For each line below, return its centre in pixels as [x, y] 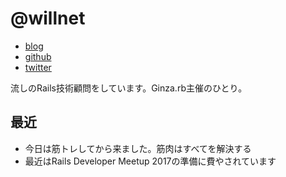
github [38, 56]
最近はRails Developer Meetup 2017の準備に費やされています [150, 161]
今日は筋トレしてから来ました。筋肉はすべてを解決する [138, 148]
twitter [38, 67]
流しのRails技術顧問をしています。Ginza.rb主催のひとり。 [129, 88]
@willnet [48, 18]
